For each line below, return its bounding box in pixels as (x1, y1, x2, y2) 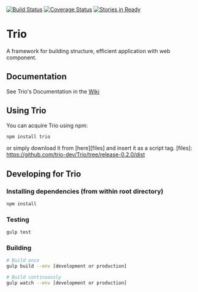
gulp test (6, 229, 32, 235)
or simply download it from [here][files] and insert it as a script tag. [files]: (6, 144, 193, 152)
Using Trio (6, 106, 47, 116)
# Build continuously (6, 274, 62, 280)
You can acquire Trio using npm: (6, 122, 88, 129)
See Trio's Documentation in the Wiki (6, 87, 100, 95)
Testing (6, 215, 29, 224)
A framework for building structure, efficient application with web (6, 47, 170, 54)
